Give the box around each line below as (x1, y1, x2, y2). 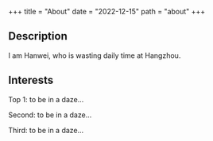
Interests (8, 74, 54, 87)
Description (8, 29, 68, 43)
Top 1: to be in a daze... (8, 94, 84, 104)
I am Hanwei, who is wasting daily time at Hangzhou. (8, 51, 181, 60)
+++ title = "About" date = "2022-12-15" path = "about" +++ (8, 7, 206, 16)
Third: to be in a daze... (8, 125, 84, 135)
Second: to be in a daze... (8, 110, 92, 120)
